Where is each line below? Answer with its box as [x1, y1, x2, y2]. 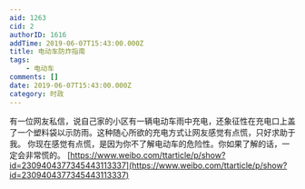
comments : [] [9, 73, 59, 82]
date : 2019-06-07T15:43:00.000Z [9, 81, 132, 90]
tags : [9, 55, 30, 65]
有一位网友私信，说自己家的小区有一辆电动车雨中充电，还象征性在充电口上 [9, 115, 288, 126]
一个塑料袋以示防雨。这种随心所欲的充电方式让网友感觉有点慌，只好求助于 [16, 126, 296, 137]
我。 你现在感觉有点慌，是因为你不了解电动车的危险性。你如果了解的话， [9, 138, 282, 149]
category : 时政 [9, 89, 64, 98]
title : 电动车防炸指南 [9, 47, 86, 56]
